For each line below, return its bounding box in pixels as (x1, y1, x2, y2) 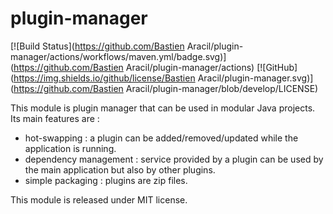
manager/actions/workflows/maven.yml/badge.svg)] (10, 50, 227, 62)
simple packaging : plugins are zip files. (24, 174, 188, 186)
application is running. (24, 142, 117, 154)
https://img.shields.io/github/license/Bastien (13, 72, 196, 84)
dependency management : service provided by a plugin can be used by (24, 153, 324, 165)
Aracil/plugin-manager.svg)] (197, 72, 314, 84)
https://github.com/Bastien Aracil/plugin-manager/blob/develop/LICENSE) (13, 82, 319, 94)
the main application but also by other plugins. (24, 163, 216, 176)
